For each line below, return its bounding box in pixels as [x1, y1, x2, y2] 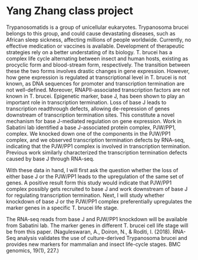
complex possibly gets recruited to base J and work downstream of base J [6, 185, 188, 192]
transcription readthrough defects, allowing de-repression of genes [6, 105, 170, 112]
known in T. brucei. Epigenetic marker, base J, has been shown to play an [6, 93, 185, 100]
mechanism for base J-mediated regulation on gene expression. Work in [6, 117, 181, 124]
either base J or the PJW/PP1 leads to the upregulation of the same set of [6, 173, 184, 180]
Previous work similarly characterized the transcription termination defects [6, 149, 187, 156]
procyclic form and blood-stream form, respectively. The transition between [6, 61, 190, 68]
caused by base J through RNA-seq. [6, 155, 95, 162]
